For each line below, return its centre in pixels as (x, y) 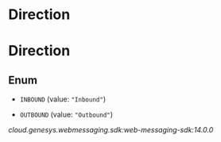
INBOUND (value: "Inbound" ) (62, 99)
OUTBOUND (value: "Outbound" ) (66, 115)
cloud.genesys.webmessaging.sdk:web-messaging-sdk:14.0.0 (111, 130)
